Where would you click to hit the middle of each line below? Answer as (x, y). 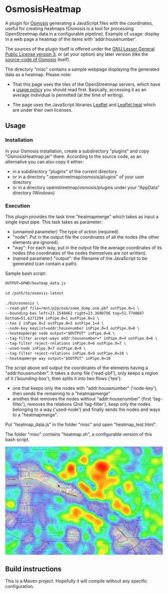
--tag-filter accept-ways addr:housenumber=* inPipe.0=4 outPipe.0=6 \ (81, 338)
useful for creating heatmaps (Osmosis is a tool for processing (69, 28)
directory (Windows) (33, 193)
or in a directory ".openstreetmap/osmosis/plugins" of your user (78, 177)
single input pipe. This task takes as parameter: (54, 222)
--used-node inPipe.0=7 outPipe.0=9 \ (45, 348)
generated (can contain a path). (45, 263)
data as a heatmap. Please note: (38, 74)
